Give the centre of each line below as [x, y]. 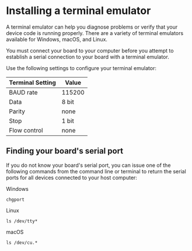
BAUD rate [23, 92]
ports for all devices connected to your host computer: [71, 177]
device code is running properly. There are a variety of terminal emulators [95, 33]
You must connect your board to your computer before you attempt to [90, 50]
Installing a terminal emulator [78, 11]
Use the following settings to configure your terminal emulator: [81, 68]
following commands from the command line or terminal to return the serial [96, 171]
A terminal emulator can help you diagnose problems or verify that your [92, 27]
